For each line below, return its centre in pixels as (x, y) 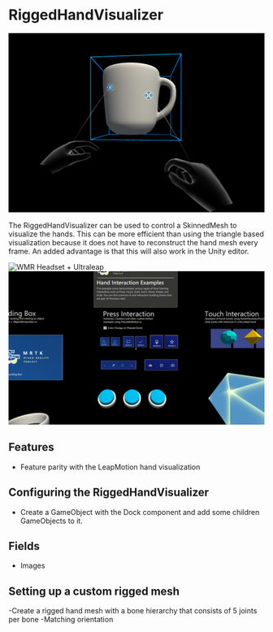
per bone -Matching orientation (61, 620)
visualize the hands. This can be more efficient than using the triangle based (136, 234)
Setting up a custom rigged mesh (94, 591)
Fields (24, 546)
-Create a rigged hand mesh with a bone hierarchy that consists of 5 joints (133, 611)
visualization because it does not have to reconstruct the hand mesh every (133, 242)
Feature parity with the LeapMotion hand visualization (110, 467)
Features (31, 447)
